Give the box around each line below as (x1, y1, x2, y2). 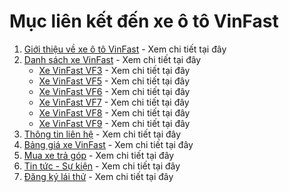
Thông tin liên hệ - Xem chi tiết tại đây (23, 128, 182, 140)
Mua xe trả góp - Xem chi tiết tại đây (23, 149, 175, 161)
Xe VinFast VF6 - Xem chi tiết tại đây (38, 85, 191, 97)
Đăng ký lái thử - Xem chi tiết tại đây (23, 170, 174, 182)
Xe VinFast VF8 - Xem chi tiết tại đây (38, 106, 191, 119)
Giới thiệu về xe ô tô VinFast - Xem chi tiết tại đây (23, 43, 227, 55)
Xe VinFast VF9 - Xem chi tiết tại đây (38, 117, 191, 129)
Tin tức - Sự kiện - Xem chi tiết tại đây (23, 160, 181, 172)
